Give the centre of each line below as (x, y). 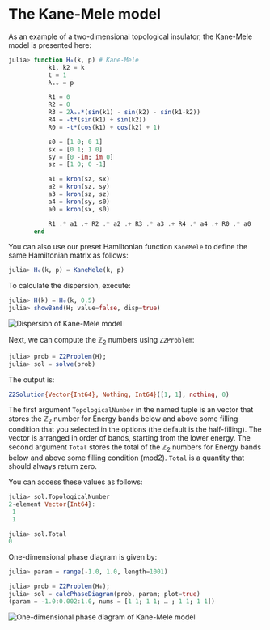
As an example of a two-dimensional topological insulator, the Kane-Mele (131, 36)
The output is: (32, 379)
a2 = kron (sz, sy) (79, 187)
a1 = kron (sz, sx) (79, 179)
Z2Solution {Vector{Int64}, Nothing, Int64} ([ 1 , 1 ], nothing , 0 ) (119, 394)
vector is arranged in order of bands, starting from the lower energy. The (129, 438)
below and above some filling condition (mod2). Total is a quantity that (127, 458)
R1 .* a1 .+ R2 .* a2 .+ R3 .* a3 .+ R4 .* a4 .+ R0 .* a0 (150, 223)
